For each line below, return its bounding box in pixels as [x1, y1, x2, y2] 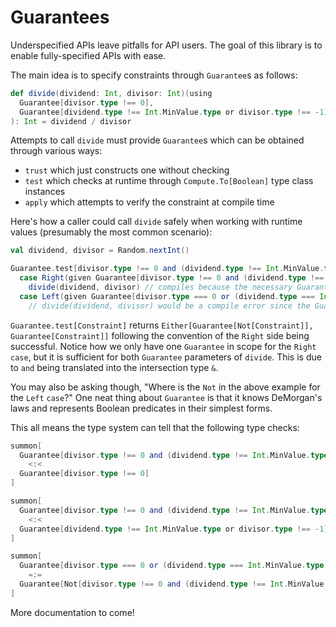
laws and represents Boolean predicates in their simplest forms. [10, 402, 273, 414]
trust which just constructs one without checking [24, 164, 230, 176]
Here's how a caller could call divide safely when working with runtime [10, 216, 303, 228]
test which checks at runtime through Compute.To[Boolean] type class [24, 175, 314, 187]
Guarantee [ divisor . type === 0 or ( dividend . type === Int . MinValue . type [19, 561, 325, 571]
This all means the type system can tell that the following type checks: [10, 421, 300, 433]
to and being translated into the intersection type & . [10, 361, 219, 373]
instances [24, 186, 66, 198]
